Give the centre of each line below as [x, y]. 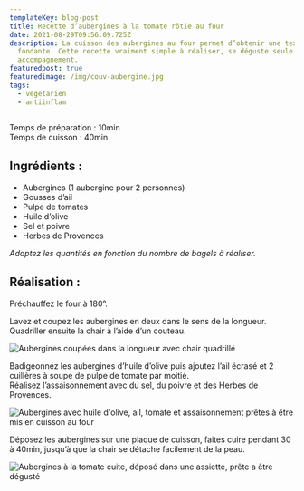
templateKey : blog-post [54, 18]
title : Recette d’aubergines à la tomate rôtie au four [117, 26]
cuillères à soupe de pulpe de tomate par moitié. [100, 375]
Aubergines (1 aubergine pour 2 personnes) [104, 188]
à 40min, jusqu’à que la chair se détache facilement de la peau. [128, 449]
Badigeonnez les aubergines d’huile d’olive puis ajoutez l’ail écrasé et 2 [142, 366]
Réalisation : [45, 282]
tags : [19, 85]
